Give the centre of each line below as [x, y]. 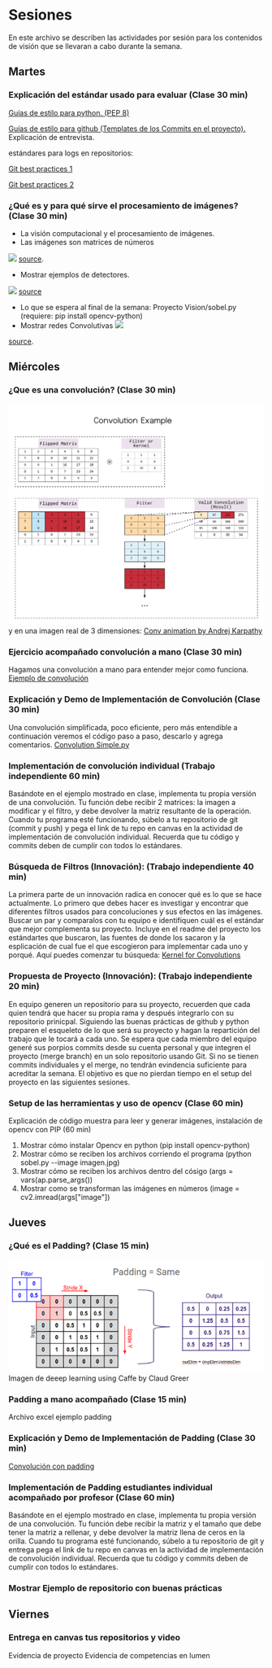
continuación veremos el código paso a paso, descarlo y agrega [116, 736]
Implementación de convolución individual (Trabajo [112, 765]
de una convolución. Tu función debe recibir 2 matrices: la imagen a [122, 803]
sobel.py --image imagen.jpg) [70, 1162]
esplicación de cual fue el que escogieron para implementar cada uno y [128, 947]
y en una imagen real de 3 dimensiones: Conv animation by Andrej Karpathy [136, 631]
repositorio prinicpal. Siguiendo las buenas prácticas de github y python [129, 1021]
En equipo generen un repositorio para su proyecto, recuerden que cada [130, 1004]
